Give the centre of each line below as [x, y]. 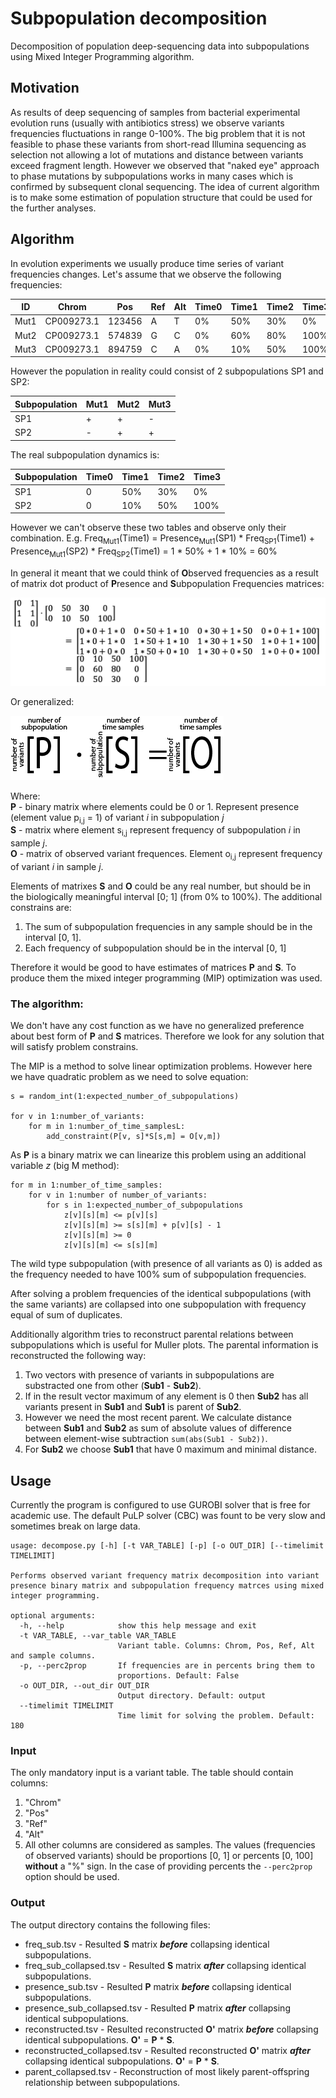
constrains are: [41, 908]
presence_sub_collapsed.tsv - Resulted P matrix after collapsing [157, 2008]
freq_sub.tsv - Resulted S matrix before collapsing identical [147, 1944]
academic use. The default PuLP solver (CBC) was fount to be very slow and [168, 1516]
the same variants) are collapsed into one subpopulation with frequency [158, 1304]
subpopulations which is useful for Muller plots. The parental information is [164, 1345]
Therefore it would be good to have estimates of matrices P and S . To [153, 968]
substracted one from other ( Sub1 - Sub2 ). [113, 1386]
